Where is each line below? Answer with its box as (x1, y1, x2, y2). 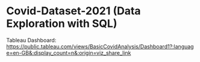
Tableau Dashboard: (6, 36, 57, 44)
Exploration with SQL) (6, 17, 117, 30)
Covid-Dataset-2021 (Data (6, 4, 141, 18)
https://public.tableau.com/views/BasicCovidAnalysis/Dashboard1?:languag (6, 43, 194, 50)
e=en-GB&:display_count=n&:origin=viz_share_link (6, 49, 131, 56)
